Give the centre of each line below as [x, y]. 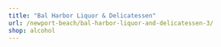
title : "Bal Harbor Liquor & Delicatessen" [82, 16]
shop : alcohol [32, 30]
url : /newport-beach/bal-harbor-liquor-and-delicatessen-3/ [111, 23]
